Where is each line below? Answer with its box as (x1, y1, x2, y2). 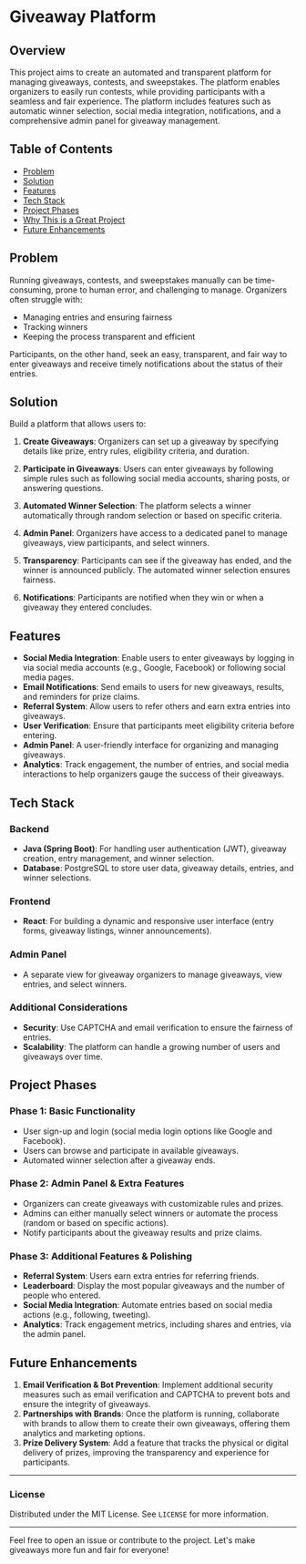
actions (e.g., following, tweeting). (22, 1310, 151, 1321)
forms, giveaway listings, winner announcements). (22, 925, 212, 936)
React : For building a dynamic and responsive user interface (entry (22, 916, 275, 927)
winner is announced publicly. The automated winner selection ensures (22, 565, 291, 576)
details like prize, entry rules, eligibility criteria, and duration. (22, 446, 250, 457)
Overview (9, 43, 66, 58)
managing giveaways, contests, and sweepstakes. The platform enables (9, 77, 280, 87)
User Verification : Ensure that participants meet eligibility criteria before (22, 720, 295, 731)
